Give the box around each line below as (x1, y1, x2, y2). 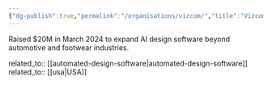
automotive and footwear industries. (8, 42, 130, 53)
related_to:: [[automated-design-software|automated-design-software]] (8, 58, 249, 68)
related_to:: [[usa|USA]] (8, 66, 87, 77)
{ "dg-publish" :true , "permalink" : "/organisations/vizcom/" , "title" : (8, 11, 241, 20)
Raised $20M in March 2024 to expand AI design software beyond (8, 34, 231, 44)
